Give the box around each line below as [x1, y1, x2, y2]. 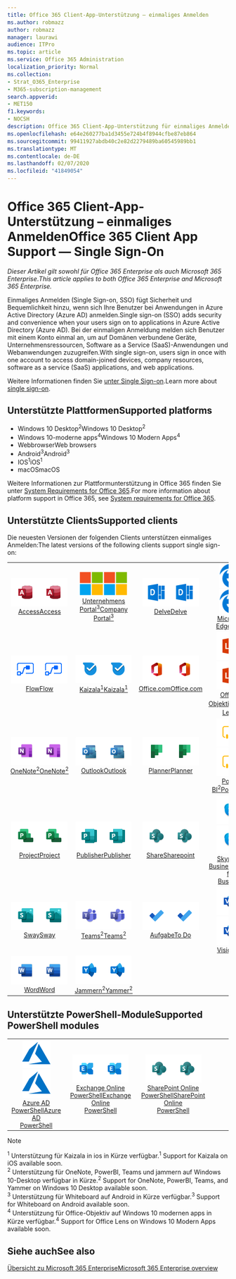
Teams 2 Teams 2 [81, 931, 126, 940]
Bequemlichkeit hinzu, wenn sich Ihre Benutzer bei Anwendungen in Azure [7, 303, 223, 312]
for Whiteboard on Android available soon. [7, 1200, 130, 1208]
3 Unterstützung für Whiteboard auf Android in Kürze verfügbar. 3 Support [7, 1192, 220, 1201]
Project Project [18, 850, 60, 859]
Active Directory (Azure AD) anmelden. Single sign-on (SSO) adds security [7, 310, 222, 319]
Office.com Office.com [138, 685, 203, 693]
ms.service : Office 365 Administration [7, 56, 124, 63]
